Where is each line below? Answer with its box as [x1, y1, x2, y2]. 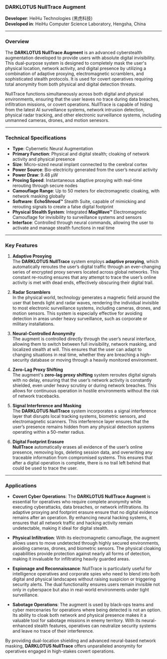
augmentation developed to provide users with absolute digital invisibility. [5, 55, 156, 61]
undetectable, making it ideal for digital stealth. [12, 525, 109, 531]
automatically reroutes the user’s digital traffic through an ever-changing [12, 264, 161, 270]
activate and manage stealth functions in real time [12, 225, 115, 231]
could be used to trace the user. [12, 465, 78, 471]
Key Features [5, 242, 38, 249]
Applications [5, 482, 37, 489]
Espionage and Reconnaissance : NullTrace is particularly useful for [12, 565, 152, 571]
